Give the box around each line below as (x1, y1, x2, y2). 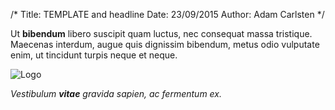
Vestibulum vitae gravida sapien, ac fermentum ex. (10, 88, 223, 99)
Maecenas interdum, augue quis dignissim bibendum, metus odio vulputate (10, 39, 320, 50)
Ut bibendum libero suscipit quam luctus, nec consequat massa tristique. (10, 28, 313, 39)
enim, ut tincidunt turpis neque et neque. (10, 49, 178, 61)
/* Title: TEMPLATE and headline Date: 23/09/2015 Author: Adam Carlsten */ (10, 9, 325, 20)
